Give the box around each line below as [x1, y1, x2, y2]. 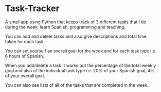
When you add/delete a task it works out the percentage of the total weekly [5, 62, 157, 68]
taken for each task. [5, 38, 45, 44]
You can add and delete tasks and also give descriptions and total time [5, 33, 147, 39]
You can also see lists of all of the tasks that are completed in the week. [5, 82, 149, 88]
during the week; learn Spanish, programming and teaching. [5, 24, 125, 30]
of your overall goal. [5, 73, 45, 78]
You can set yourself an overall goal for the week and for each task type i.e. [5, 48, 157, 54]
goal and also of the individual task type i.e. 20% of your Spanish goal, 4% [5, 67, 155, 73]
